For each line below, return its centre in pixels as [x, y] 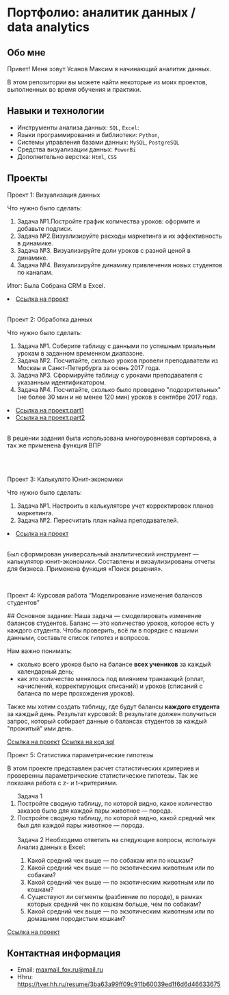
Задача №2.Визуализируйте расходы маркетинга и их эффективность [119, 236]
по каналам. [35, 272]
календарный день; [45, 671]
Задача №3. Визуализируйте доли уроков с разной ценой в [104, 250]
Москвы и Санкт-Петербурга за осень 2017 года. [89, 367]
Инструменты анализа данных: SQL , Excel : [78, 127]
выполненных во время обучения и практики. [74, 89]
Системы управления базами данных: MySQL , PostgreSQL [98, 142]
